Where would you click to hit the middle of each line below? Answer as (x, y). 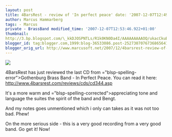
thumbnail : (17, 34)
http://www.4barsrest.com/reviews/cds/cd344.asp (59, 83)
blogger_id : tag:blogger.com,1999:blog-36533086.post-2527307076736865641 (87, 43)
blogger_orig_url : (25, 48)
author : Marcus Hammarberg (34, 19)
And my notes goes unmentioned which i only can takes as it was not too (82, 108)
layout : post (19, 10)
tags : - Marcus (21, 24)
